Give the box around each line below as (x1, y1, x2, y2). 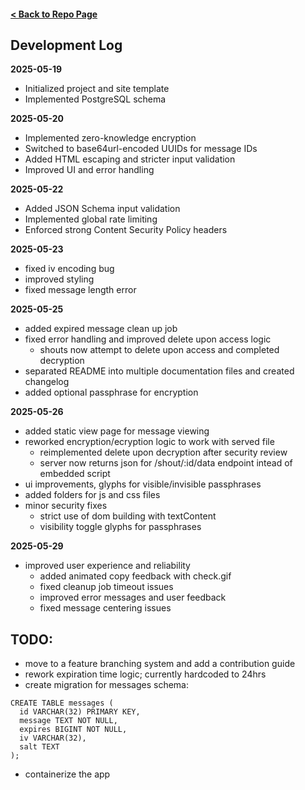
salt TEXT (19, 742, 60, 752)
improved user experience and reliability (24, 560, 191, 572)
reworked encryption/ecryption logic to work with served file (24, 436, 275, 448)
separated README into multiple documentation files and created (24, 365, 295, 377)
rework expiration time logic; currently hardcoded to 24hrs (24, 668, 267, 680)
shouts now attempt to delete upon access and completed (39, 344, 280, 356)
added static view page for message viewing (24, 425, 210, 437)
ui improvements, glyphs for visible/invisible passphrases (24, 478, 262, 490)
